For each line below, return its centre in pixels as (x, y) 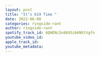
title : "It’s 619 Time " (31, 14)
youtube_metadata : (24, 47)
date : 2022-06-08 (23, 19)
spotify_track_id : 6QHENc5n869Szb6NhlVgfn (50, 33)
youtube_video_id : (24, 38)
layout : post (19, 10)
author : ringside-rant (29, 28)
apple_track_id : (22, 42)
